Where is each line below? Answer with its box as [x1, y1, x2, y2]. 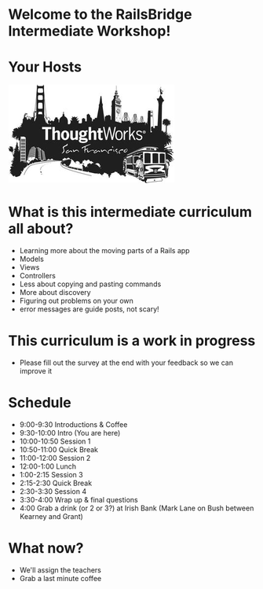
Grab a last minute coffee [19, 573, 102, 583]
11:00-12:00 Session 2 [19, 453, 91, 462]
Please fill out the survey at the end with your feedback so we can [19, 358, 234, 367]
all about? [8, 220, 74, 237]
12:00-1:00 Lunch [19, 462, 77, 471]
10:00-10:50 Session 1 [19, 436, 91, 446]
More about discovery [19, 288, 92, 297]
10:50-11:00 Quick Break [19, 444, 98, 454]
